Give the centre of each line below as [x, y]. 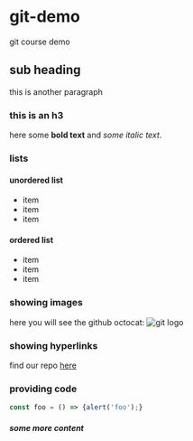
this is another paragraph [56, 91]
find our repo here [43, 365]
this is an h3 [37, 115]
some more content [46, 427]
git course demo [40, 42]
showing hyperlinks [54, 345]
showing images [46, 303]
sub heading [45, 70]
